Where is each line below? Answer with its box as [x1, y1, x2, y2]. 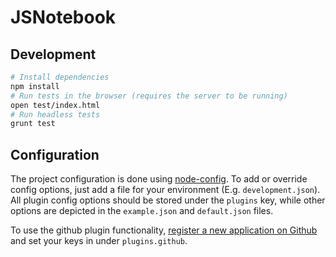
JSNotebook [10, 6, 117, 29]
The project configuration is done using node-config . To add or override [10, 173, 308, 185]
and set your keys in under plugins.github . [10, 235, 188, 247]
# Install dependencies [10, 72, 110, 82]
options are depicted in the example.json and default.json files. [10, 205, 274, 217]
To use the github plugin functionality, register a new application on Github [10, 224, 318, 236]
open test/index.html [10, 100, 101, 110]
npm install [10, 81, 60, 91]
